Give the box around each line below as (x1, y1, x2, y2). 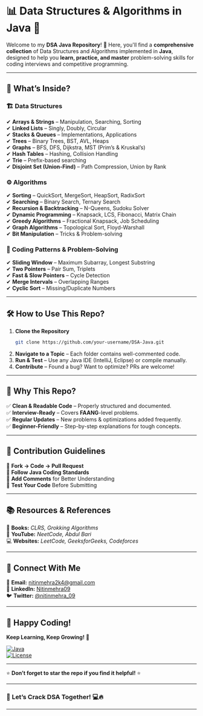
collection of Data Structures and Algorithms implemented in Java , (6, 47, 173, 54)
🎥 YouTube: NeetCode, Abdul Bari (6, 531, 92, 538)
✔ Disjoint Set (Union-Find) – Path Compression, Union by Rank (6, 163, 167, 170)
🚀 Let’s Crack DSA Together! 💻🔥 (6, 692, 104, 701)
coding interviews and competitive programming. (6, 60, 129, 68)
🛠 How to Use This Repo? (6, 308, 105, 319)
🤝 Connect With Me (6, 563, 81, 573)
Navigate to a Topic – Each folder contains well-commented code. (14, 350, 181, 357)
